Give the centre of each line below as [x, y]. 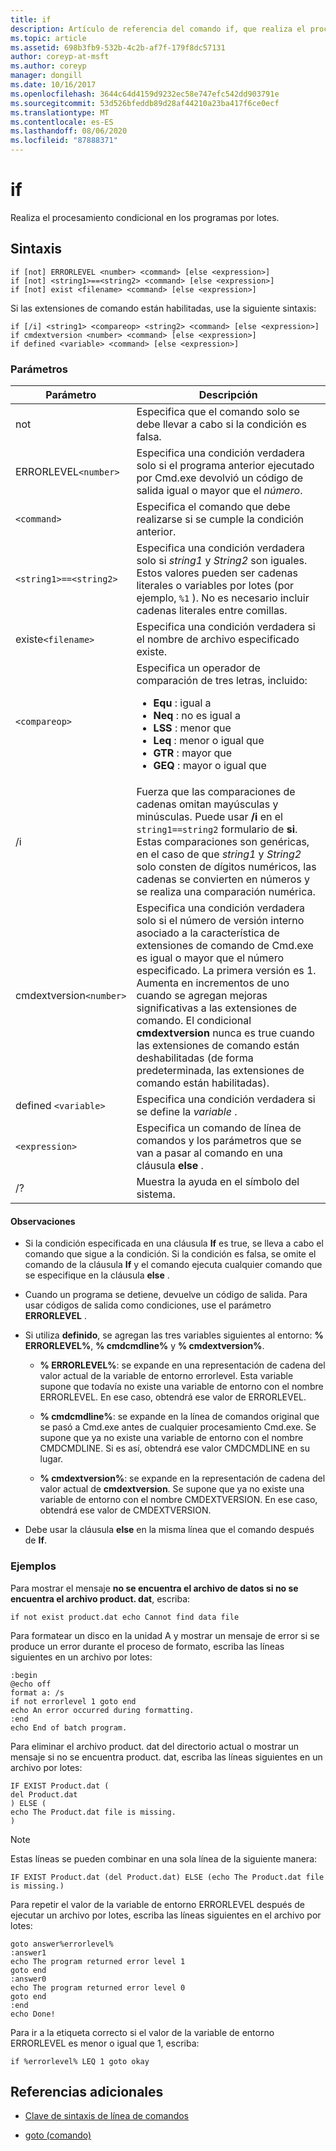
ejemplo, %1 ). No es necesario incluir [223, 598]
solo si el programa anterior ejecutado [225, 466]
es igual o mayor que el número [210, 958]
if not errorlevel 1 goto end [73, 1701]
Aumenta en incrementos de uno [213, 983]
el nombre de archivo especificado [218, 639]
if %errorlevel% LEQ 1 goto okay [80, 2061]
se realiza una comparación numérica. [226, 892]
